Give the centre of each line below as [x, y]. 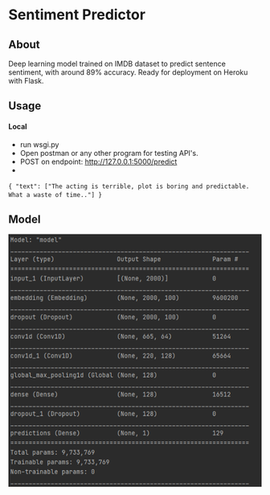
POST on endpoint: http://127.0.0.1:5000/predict [98, 162]
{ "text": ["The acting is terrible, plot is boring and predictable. [129, 186]
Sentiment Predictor [77, 15]
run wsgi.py [39, 144]
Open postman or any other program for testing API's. [109, 153]
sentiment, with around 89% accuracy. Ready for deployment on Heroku [128, 72]
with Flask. [26, 81]
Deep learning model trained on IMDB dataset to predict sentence [117, 63]
